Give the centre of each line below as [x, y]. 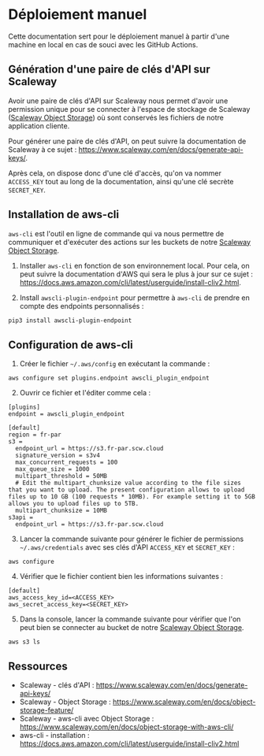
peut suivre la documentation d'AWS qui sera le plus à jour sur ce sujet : [136, 274]
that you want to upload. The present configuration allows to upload [126, 490]
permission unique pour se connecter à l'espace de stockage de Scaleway [129, 109]
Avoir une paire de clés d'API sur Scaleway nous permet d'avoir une [118, 101]
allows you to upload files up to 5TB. [74, 504]
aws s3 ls [24, 642]
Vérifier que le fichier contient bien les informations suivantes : [121, 576]
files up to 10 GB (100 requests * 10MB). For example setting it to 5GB [132, 497]
